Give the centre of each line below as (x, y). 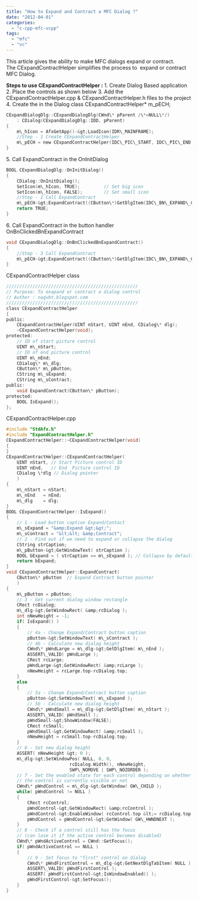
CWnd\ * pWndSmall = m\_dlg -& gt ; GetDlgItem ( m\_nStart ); (98, 709)
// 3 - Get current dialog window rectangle (72, 600)
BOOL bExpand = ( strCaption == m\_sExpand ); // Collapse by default (105, 556)
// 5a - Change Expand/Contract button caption (87, 693)
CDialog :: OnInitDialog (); (49, 181)
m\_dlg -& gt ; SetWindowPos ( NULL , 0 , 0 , (64, 759)
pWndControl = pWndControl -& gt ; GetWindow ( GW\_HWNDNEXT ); (101, 819)
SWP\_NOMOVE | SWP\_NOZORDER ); (109, 770)
